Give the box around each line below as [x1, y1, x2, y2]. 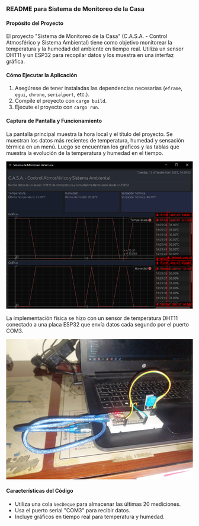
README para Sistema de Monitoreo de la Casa [6, 5, 145, 13]
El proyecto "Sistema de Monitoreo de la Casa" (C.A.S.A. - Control [6, 33, 168, 40]
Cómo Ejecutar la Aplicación [6, 71, 78, 78]
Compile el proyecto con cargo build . [14, 97, 107, 104]
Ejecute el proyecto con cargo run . [14, 103, 99, 111]
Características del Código [6, 487, 73, 495]
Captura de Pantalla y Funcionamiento [6, 117, 102, 124]
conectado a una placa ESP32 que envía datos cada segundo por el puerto [6, 321, 190, 328]
